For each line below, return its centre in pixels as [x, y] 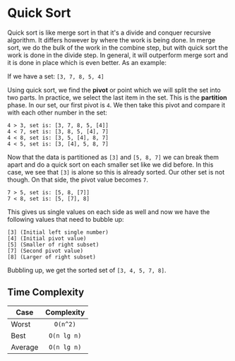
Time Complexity [46, 292]
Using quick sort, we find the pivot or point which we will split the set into [114, 90]
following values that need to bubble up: [66, 219]
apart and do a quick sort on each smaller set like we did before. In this [110, 165]
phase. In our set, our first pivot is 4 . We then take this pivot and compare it [116, 105]
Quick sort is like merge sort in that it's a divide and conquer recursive [109, 32]
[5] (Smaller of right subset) [53, 244]
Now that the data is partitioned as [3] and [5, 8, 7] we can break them [113, 157]
